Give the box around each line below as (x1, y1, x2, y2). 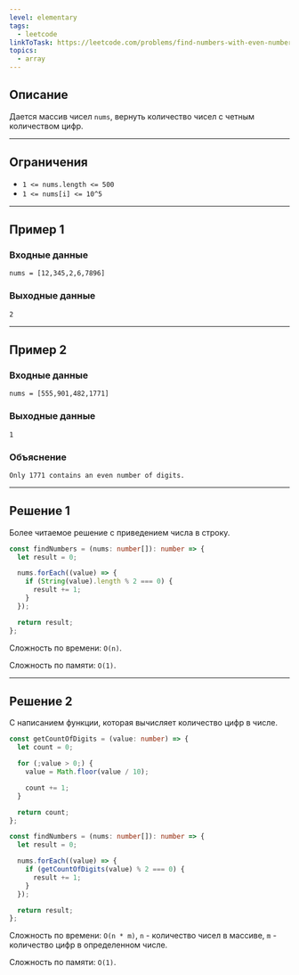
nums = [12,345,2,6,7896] (9, 269, 105, 278)
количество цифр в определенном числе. (9, 939, 168, 950)
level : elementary (9, 12, 77, 22)
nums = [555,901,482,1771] (9, 389, 109, 398)
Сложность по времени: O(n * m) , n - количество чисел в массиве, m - (9, 930, 278, 941)
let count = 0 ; (17, 743, 74, 752)
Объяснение (9, 451, 67, 463)
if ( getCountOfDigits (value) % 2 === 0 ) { (25, 865, 185, 874)
